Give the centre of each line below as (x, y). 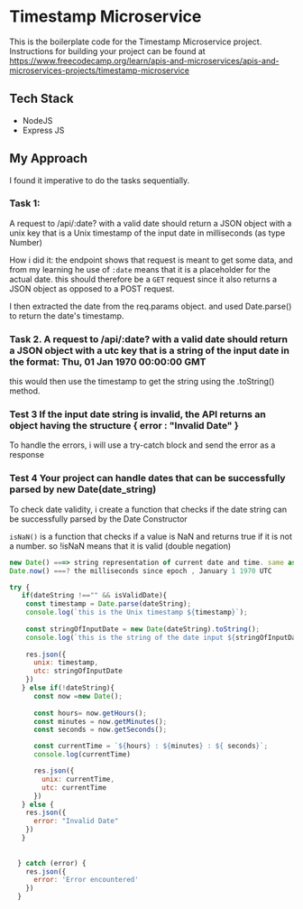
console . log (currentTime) (82, 755)
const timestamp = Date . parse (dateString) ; (109, 604)
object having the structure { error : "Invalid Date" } (124, 426)
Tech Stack (41, 99)
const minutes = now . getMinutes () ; (100, 721)
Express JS (43, 130)
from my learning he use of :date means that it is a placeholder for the (140, 269)
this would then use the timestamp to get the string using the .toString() (142, 382)
